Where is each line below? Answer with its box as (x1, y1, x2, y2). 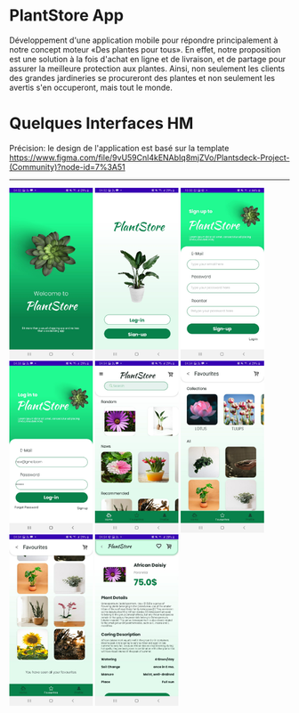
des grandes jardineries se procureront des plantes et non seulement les (9, 72, 276, 83)
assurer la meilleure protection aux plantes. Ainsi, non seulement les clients (9, 63, 286, 74)
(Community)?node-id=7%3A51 (9, 161, 126, 172)
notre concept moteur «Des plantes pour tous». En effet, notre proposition (9, 44, 281, 54)
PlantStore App (9, 5, 125, 26)
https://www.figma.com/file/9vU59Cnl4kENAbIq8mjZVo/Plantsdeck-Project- (9, 152, 290, 163)
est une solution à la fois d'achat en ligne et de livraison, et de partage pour (9, 53, 287, 64)
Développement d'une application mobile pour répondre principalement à (9, 35, 279, 45)
